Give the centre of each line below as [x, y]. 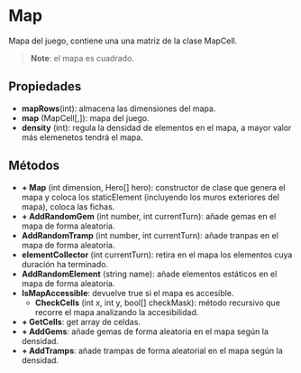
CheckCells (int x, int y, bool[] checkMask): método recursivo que [158, 303]
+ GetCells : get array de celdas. [81, 322]
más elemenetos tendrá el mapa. [82, 137]
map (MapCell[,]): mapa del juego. [85, 117]
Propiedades [45, 87]
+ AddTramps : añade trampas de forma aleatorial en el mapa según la [152, 350]
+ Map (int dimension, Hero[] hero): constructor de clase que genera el [153, 187]
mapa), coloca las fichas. [68, 206]
